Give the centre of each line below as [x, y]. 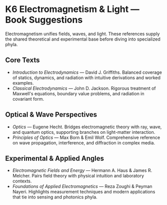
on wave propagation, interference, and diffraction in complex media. [84, 143]
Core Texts [22, 60]
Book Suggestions [44, 20]
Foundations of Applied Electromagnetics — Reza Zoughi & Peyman [82, 186]
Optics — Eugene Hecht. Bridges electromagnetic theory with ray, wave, [87, 127]
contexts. [22, 181]
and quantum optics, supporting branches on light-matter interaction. [84, 132]
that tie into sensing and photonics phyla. [55, 197]
